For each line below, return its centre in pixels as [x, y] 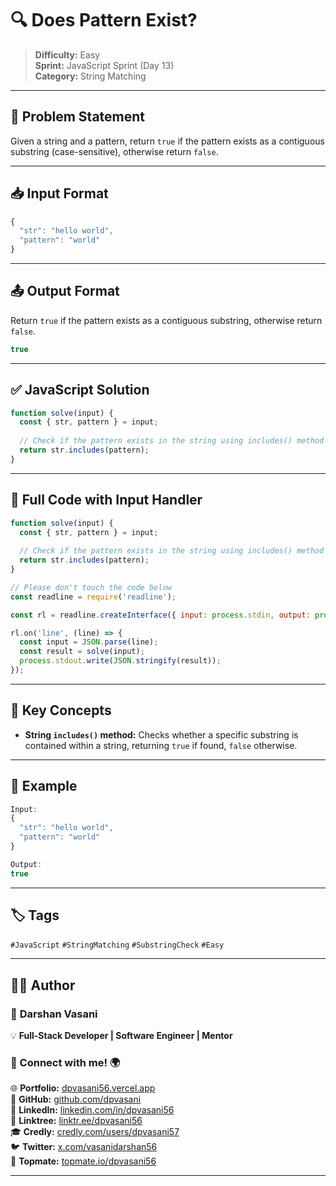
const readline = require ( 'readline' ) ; [93, 597]
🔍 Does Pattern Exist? [104, 20]
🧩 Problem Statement [78, 117]
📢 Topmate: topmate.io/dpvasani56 [83, 1161]
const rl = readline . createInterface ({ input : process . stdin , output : [160, 615]
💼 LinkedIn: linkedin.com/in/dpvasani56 [92, 1110]
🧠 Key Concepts [61, 710]
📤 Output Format [65, 291]
